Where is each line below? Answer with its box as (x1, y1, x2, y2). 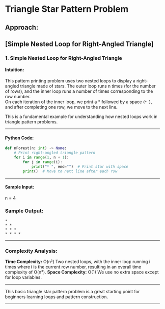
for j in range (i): (23, 159, 63, 164)
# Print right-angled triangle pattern (14, 151, 96, 155)
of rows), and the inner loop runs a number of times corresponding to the (5, 88, 153, 94)
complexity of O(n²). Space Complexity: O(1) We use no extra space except (5, 269, 159, 275)
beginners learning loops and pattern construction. (5, 294, 108, 300)
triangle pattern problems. (5, 119, 58, 125)
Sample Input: (5, 184, 34, 190)
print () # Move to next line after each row (23, 169, 118, 174)
